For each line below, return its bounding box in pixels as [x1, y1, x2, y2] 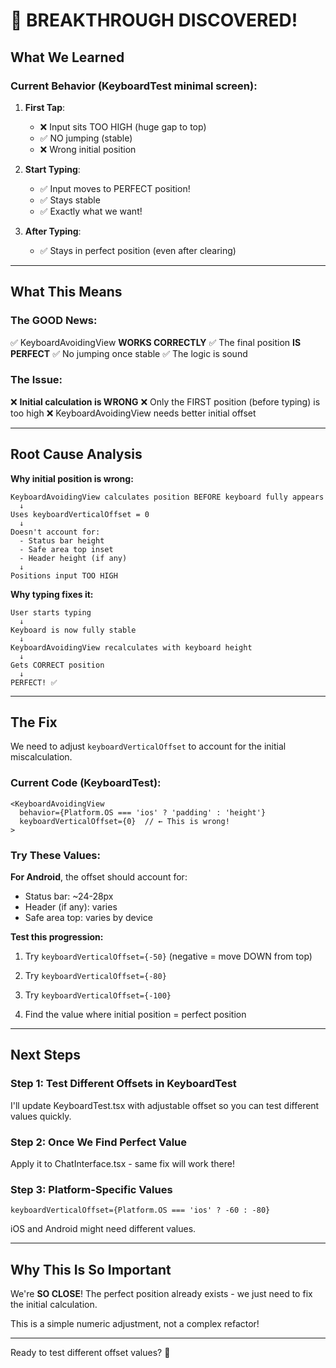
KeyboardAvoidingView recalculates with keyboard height [10, 642, 253, 653]
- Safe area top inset [19, 544, 114, 554]
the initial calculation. [10, 1299, 98, 1311]
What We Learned [10, 49, 125, 66]
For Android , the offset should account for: [10, 871, 188, 883]
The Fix [10, 714, 58, 731]
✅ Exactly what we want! [39, 205, 143, 217]
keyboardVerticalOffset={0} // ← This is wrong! [19, 816, 230, 826]
